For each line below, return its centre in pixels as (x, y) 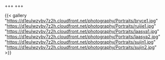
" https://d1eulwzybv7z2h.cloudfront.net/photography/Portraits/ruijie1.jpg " (80, 26)
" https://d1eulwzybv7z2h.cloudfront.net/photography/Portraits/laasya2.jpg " (82, 36)
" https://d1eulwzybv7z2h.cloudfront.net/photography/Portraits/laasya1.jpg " (82, 31)
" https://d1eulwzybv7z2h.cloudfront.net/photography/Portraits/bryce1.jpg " (81, 21)
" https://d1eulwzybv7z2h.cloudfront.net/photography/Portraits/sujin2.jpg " (81, 47)
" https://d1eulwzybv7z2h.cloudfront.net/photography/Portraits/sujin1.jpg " (80, 42)
